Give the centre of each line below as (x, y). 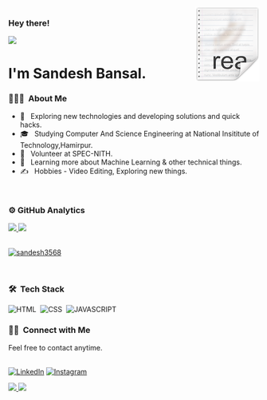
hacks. (31, 125)
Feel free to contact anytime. (55, 347)
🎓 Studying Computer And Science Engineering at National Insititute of (139, 133)
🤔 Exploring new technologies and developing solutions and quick (130, 116)
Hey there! (29, 23)
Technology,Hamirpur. (56, 145)
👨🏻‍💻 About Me (38, 99)
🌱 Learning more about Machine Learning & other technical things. (131, 162)
